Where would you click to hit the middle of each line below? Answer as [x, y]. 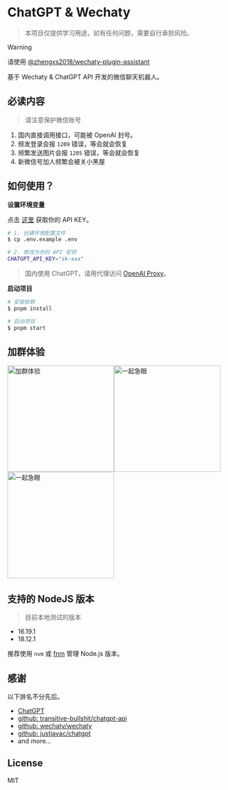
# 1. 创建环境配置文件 [37, 233]
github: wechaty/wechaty [55, 726]
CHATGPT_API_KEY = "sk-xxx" [45, 259]
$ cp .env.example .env [43, 240]
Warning [20, 47]
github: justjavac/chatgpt [54, 733]
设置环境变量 [26, 204]
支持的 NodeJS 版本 [51, 599]
